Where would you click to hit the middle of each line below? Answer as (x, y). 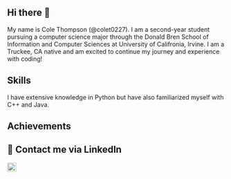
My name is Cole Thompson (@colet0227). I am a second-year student (109, 29)
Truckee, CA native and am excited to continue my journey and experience (113, 51)
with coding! (25, 59)
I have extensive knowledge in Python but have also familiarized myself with (115, 97)
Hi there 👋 (29, 13)
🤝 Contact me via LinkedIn (65, 150)
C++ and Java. (28, 104)
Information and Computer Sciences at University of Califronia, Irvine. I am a (116, 44)
